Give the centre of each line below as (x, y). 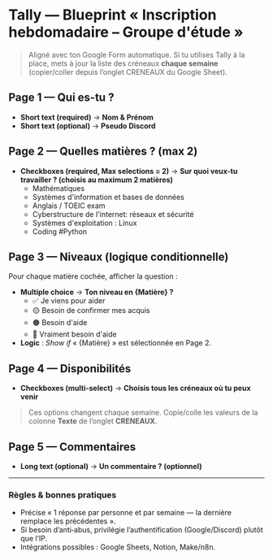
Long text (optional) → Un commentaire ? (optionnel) (111, 466)
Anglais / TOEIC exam (69, 206)
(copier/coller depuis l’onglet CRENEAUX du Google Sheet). (128, 72)
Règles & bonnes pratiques (63, 495)
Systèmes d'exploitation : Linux (84, 223)
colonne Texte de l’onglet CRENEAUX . (93, 421)
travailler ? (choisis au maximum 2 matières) (96, 180)
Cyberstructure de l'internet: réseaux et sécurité (113, 214)
